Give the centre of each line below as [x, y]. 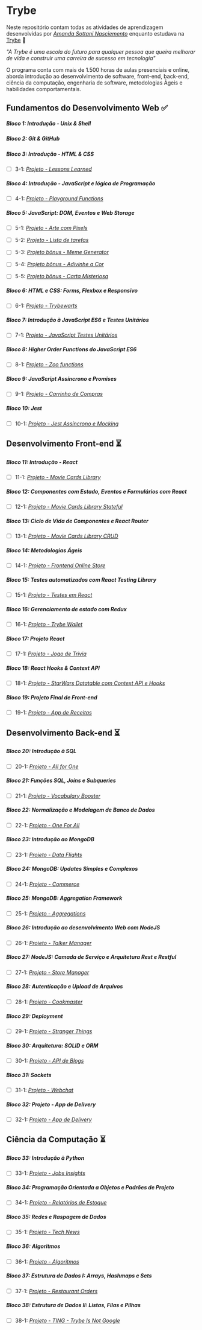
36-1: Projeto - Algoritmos [47, 1261]
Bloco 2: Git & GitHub [33, 139]
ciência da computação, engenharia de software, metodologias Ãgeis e [94, 83]
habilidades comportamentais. [44, 89]
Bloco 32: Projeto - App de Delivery [51, 1104]
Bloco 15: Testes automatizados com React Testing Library [81, 579]
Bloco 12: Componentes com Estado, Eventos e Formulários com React [97, 491]
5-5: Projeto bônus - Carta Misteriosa [62, 276]
